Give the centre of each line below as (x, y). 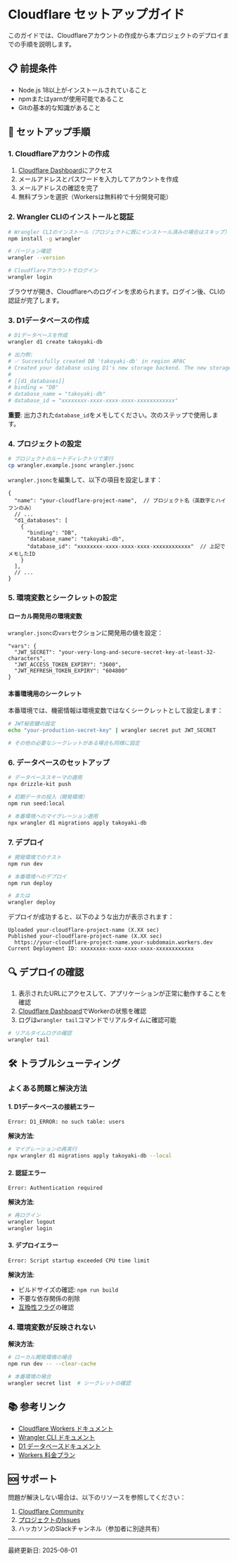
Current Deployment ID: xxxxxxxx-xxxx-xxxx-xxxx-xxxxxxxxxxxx (101, 949)
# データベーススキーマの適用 (45, 778)
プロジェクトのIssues (49, 1520)
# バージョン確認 (30, 251)
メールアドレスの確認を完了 (58, 188)
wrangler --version (37, 258)
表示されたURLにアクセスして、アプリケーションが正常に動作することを (122, 993)
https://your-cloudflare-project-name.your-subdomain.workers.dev (114, 942)
